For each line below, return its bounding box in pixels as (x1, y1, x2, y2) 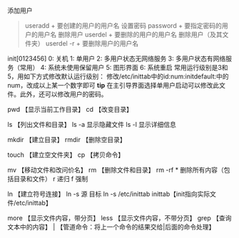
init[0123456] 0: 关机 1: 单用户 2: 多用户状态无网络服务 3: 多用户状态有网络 (7, 54, 226, 63)
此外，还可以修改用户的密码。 (19, 90, 108, 98)
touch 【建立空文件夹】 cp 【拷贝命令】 (7, 150, 125, 159)
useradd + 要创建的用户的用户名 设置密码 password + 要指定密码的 (24, 21, 223, 30)
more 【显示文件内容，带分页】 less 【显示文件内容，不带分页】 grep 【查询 (7, 214, 232, 222)
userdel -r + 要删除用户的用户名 (45, 39, 139, 48)
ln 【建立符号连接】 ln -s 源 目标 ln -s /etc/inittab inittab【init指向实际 (7, 190, 210, 198)
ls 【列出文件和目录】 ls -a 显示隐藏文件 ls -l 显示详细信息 (7, 120, 177, 128)
